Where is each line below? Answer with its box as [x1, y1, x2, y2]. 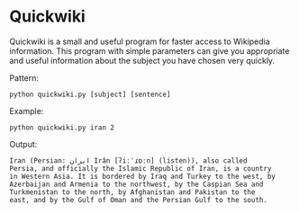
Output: [9, 138, 38, 149]
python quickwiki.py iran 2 [9, 123, 115, 132]
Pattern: [9, 72, 39, 83]
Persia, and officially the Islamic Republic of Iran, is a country [9, 164, 272, 173]
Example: [9, 105, 44, 116]
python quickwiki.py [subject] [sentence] [9, 90, 171, 99]
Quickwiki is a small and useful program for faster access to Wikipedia [9, 36, 270, 47]
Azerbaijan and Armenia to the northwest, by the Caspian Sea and [9, 180, 264, 189]
